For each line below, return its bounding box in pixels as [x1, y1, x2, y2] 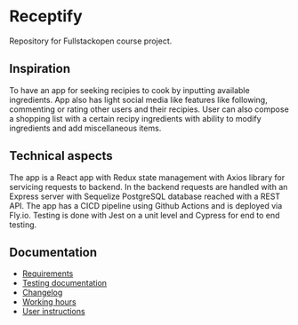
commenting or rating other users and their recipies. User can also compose [9, 104, 289, 115]
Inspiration [9, 61, 71, 76]
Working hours [21, 297, 77, 307]
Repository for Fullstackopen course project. [9, 36, 173, 46]
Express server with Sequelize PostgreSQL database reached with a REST [9, 191, 281, 202]
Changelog [21, 287, 63, 298]
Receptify [9, 6, 83, 27]
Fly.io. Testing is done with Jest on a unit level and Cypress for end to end [9, 210, 280, 220]
